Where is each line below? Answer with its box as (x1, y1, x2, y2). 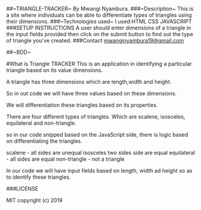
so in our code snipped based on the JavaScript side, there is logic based (6, 131, 188, 138)
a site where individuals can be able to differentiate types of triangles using (6, 11, 192, 19)
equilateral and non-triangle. (6, 119, 77, 127)
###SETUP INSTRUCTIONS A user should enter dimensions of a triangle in (6, 24, 191, 31)
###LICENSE (6, 185, 38, 192)
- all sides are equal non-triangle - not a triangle (6, 155, 125, 163)
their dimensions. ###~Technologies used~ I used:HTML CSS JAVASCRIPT (6, 18, 192, 25)
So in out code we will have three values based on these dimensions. (6, 90, 177, 97)
